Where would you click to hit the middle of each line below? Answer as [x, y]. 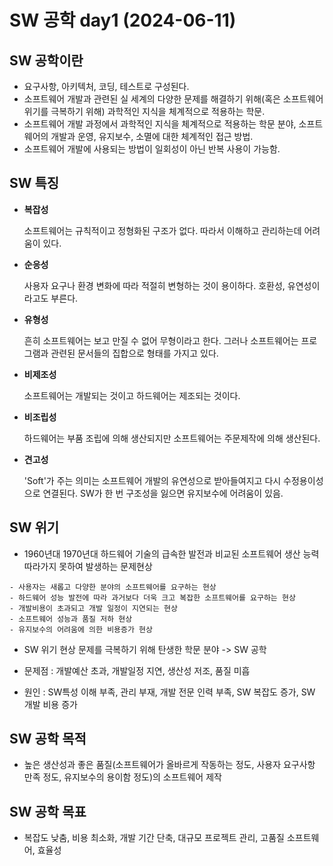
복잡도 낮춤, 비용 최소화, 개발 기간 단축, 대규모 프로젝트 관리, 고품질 [154, 838]
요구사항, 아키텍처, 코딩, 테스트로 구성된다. [106, 86]
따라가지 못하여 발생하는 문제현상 [88, 566]
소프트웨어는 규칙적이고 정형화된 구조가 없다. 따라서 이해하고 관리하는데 [162, 230]
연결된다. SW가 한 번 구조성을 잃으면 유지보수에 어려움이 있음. [163, 493]
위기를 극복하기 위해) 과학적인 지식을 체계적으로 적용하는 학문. [144, 111]
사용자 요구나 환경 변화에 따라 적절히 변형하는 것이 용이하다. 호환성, [154, 285]
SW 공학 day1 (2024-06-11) [123, 20]
